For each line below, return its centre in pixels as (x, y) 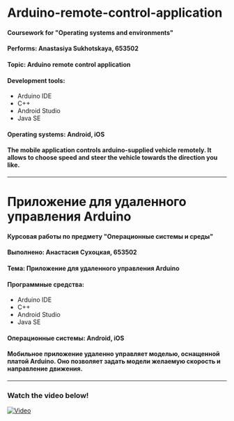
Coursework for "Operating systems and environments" (91, 32)
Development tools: (36, 80)
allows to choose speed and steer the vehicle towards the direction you (112, 158)
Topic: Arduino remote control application (69, 64)
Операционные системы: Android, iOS (66, 338)
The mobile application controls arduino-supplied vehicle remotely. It (109, 150)
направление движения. (45, 369)
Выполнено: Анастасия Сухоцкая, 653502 (72, 252)
